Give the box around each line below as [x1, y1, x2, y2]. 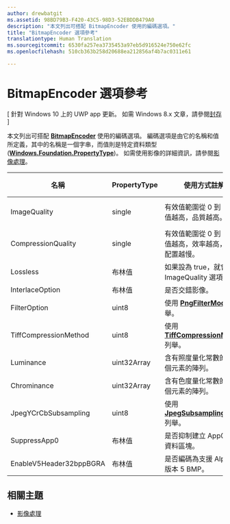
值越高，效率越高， [164, 239, 227, 249]
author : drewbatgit [7, 10, 63, 17]
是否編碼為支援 [164, 453, 214, 463]
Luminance [10, 358, 47, 367]
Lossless [10, 266, 39, 276]
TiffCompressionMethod [10, 330, 90, 340]
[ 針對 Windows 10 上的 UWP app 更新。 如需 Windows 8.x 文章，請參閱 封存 [7, 110, 222, 118]
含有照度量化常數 [164, 353, 220, 362]
